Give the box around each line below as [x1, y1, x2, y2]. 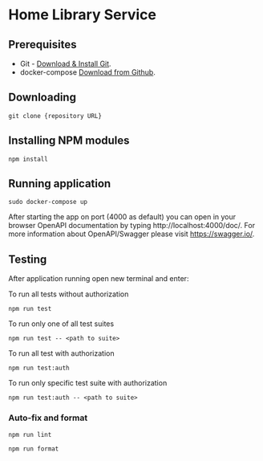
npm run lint [8, 430, 52, 439]
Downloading [8, 91, 76, 104]
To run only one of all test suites [8, 319, 115, 328]
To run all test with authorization [8, 349, 115, 358]
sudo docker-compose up [8, 198, 88, 206]
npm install [8, 155, 48, 163]
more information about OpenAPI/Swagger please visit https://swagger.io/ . [8, 229, 255, 239]
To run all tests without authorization [8, 289, 129, 299]
